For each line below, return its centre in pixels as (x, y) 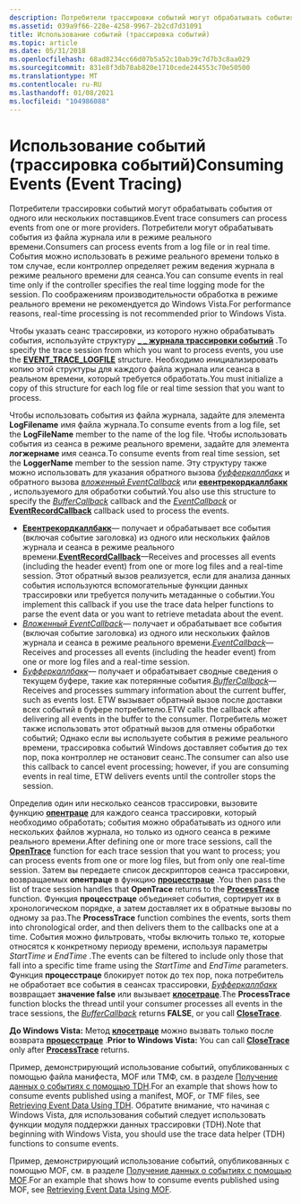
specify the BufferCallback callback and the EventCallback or (123, 501)
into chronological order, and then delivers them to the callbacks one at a (144, 927)
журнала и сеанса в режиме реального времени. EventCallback (144, 642)
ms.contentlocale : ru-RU (56, 84)
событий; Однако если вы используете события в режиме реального (155, 739)
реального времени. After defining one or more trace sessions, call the (141, 842)
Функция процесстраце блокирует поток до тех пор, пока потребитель (146, 975)
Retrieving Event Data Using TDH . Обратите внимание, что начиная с (140, 1105)
